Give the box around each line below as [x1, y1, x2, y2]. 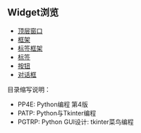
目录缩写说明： [7, 85, 51, 93]
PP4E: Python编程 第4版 [17, 100, 88, 108]
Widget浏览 [7, 6, 59, 19]
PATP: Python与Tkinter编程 [17, 108, 97, 117]
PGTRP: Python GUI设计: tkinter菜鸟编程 [17, 118, 134, 126]
